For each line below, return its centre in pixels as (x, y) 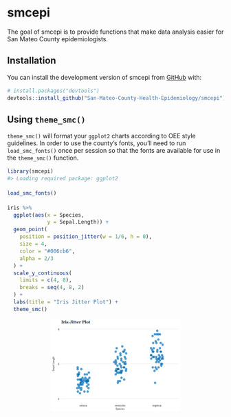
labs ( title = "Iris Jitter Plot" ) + (66, 302)
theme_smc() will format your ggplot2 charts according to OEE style (101, 136)
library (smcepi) (30, 171)
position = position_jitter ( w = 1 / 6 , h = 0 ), (86, 237)
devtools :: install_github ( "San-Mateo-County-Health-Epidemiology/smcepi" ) (117, 98)
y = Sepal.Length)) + (78, 222)
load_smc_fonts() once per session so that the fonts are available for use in (114, 151)
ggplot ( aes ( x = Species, (49, 215)
